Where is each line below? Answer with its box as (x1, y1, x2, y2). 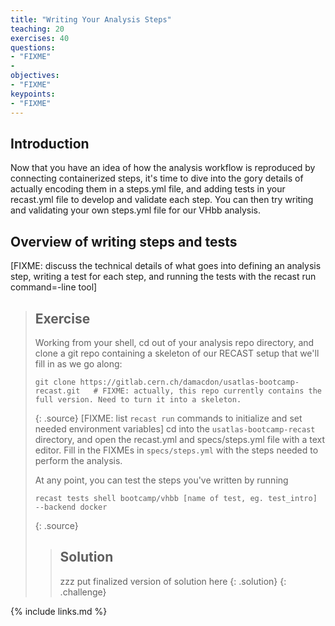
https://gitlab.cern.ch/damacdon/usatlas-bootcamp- (79, 377, 300, 387)
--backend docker (34, 502, 108, 512)
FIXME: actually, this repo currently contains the (102, 386, 322, 396)
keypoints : (10, 89, 56, 99)
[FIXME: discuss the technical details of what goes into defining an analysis (10, 260, 322, 272)
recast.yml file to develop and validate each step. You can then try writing (10, 194, 314, 206)
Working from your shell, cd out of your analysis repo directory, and (34, 336, 315, 348)
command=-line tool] (10, 281, 98, 293)
